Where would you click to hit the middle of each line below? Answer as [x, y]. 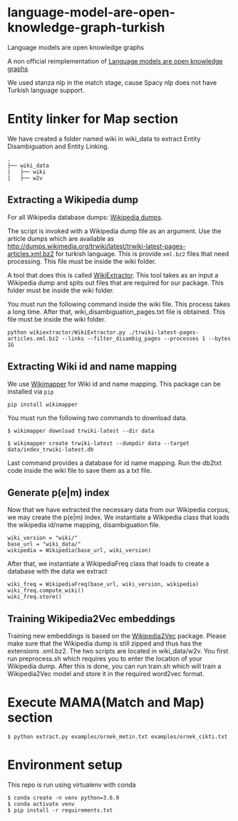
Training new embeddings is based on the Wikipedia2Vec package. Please [117, 636]
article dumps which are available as [61, 238]
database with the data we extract [57, 571]
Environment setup [65, 765]
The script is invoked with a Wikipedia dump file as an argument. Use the [114, 231]
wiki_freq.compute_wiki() [46, 591]
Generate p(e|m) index [58, 493]
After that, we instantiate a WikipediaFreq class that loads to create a [108, 564]
